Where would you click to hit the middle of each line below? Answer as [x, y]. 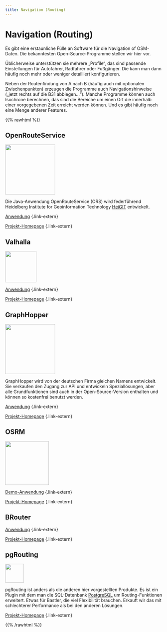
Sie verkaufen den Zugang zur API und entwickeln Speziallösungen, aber [80, 386]
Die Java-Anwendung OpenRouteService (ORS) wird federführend [73, 202]
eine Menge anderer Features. [36, 110]
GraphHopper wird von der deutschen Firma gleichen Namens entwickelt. [81, 381]
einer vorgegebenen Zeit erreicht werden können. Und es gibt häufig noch [82, 105]
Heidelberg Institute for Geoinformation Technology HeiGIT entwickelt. [78, 207]
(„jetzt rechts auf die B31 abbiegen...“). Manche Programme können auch [80, 94]
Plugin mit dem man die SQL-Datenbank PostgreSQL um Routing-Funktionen [84, 595]
